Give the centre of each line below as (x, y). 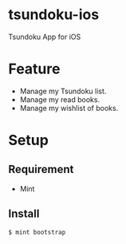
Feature (34, 69)
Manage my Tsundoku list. (63, 91)
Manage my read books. (60, 99)
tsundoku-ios (54, 15)
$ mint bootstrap (37, 232)
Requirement (41, 169)
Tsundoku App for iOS (45, 37)
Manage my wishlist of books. (69, 108)
